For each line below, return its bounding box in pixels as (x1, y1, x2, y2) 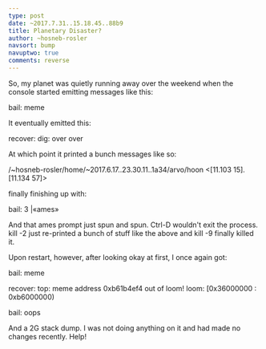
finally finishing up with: (8, 189, 87, 198)
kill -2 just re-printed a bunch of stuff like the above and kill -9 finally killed (8, 228, 254, 237)
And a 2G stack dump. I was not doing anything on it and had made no (8, 323, 241, 333)
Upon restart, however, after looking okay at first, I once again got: (8, 252, 228, 262)
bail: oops (8, 307, 42, 317)
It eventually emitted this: (8, 118, 91, 128)
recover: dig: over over (8, 133, 84, 143)
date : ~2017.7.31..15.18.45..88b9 (8, 19, 124, 27)
